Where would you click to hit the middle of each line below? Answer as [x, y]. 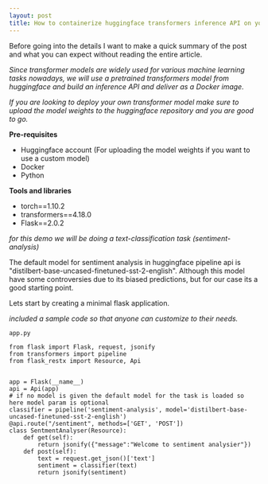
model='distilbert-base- [206, 410]
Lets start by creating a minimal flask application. [89, 302]
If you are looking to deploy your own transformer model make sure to [124, 102]
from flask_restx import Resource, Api [75, 361]
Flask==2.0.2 [42, 223]
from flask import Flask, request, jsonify [82, 347]
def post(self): [50, 451]
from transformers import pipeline [68, 354]
